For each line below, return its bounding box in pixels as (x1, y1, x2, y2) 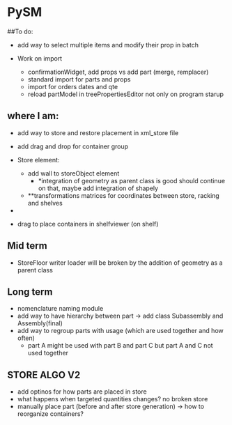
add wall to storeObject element (27, 169, 120, 178)
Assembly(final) (17, 319, 63, 327)
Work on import (17, 54, 63, 63)
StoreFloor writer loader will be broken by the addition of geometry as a (17, 258, 223, 267)
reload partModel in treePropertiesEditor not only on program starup (27, 90, 224, 98)
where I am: (7, 110, 59, 122)
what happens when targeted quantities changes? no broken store (17, 395, 208, 403)
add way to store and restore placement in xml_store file (17, 128, 179, 137)
